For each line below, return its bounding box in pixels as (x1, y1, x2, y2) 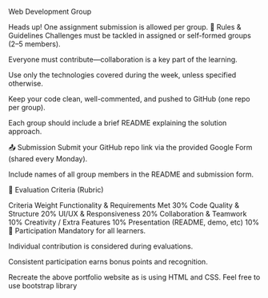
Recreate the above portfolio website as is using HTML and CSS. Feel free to (8, 272, 261, 282)
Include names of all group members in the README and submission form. (8, 169, 254, 179)
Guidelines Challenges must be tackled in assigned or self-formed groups (8, 31, 252, 40)
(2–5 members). (8, 39, 62, 49)
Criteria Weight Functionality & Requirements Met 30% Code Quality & (8, 201, 240, 210)
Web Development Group (8, 7, 92, 16)
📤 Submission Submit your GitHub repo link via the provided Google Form (8, 143, 253, 152)
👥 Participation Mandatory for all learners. (8, 226, 146, 235)
